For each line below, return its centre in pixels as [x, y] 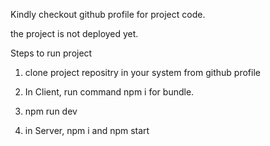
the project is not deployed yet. [74, 33]
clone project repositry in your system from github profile [142, 72]
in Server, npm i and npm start [87, 130]
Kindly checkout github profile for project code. [108, 14]
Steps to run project [51, 53]
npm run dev [51, 111]
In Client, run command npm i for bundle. [109, 92]
